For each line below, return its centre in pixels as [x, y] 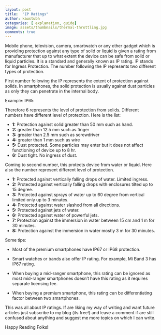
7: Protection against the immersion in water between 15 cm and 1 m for [83, 220]
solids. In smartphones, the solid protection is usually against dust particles [80, 86]
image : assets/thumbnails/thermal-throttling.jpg [56, 28]
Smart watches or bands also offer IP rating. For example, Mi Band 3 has [84, 259]
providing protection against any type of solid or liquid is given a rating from [80, 51]
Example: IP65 [19, 100]
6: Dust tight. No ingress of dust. [44, 155]
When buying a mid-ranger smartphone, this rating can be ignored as [81, 273]
